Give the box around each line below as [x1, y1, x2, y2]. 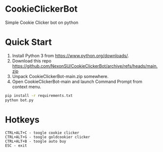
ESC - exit [5, 143, 27, 148]
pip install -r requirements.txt [5, 93, 73, 98]
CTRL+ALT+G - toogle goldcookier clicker [5, 134, 91, 139]
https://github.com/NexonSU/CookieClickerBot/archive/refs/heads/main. [12, 63, 158, 69]
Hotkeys [5, 114, 40, 125]
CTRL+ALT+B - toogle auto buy [5, 139, 67, 144]
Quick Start [5, 37, 52, 48]
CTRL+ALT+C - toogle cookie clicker [5, 130, 79, 135]
